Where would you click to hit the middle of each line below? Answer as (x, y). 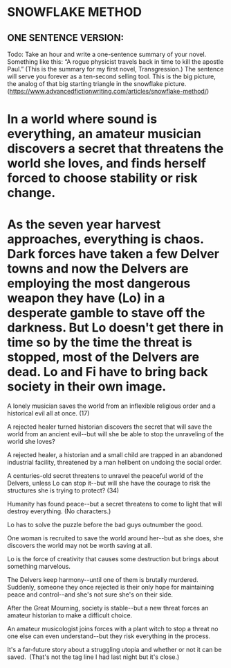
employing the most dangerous (99, 283)
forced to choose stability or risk (103, 178)
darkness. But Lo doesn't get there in (115, 328)
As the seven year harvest (84, 224)
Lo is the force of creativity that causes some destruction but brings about (113, 559)
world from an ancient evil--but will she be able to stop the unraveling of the (115, 434)
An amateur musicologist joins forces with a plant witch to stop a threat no (113, 629)
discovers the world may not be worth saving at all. (80, 546)
